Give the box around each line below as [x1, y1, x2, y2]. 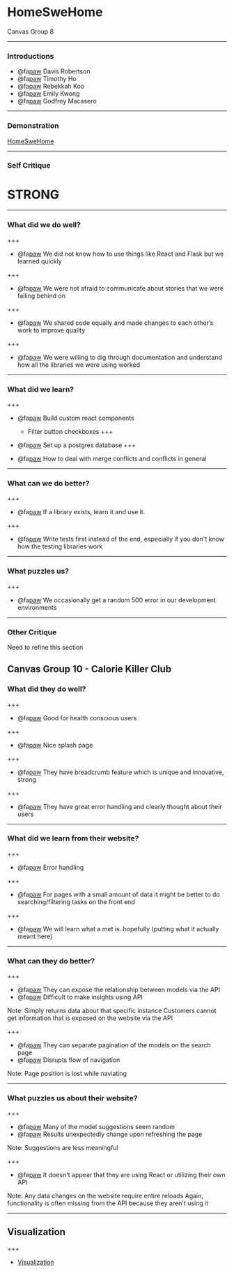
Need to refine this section [7, 643, 84, 651]
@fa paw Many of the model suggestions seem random [17, 1123, 175, 1131]
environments [17, 603, 57, 611]
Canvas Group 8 [7, 27, 54, 36]
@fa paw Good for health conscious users [17, 713, 137, 722]
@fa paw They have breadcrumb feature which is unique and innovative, [17, 768, 224, 776]
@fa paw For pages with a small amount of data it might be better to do [17, 890, 221, 899]
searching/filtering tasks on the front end [17, 897, 136, 905]
